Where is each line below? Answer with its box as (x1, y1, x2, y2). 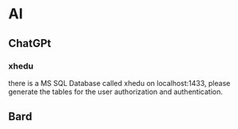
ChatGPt (8, 37, 52, 50)
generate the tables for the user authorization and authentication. (8, 87, 224, 96)
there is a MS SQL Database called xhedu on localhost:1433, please (8, 78, 231, 88)
